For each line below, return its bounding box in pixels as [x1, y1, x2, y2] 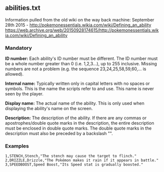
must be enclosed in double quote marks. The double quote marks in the [5, 125, 152, 131]
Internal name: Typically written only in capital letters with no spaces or [5, 80, 150, 87]
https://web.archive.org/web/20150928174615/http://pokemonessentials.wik [5, 27, 159, 33]
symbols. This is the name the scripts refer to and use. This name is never [5, 86, 154, 92]
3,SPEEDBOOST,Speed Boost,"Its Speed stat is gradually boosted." [5, 162, 143, 167]
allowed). [5, 71, 23, 77]
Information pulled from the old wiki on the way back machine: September [5, 17, 155, 22]
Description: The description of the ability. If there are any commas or [5, 115, 147, 121]
